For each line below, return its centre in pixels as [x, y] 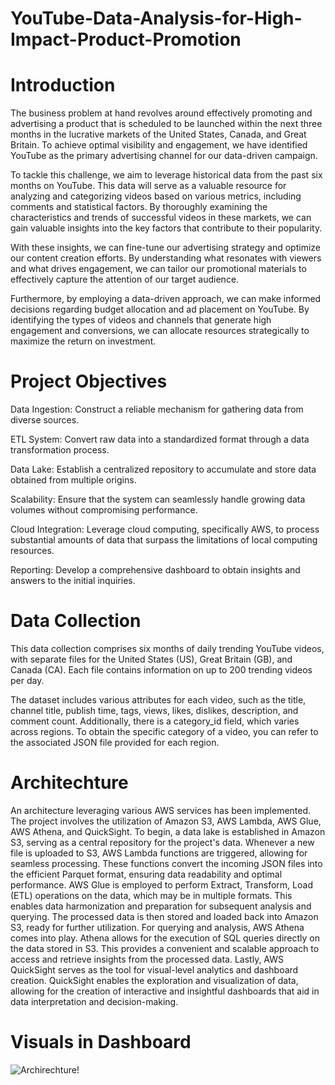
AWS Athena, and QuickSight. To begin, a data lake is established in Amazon [168, 831]
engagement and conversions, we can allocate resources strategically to [160, 331]
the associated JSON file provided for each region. [115, 742]
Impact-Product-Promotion [126, 39]
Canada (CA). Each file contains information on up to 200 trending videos [161, 670]
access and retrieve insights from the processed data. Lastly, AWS [147, 959]
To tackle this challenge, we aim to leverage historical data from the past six [166, 175]
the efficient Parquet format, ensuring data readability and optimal [146, 874]
